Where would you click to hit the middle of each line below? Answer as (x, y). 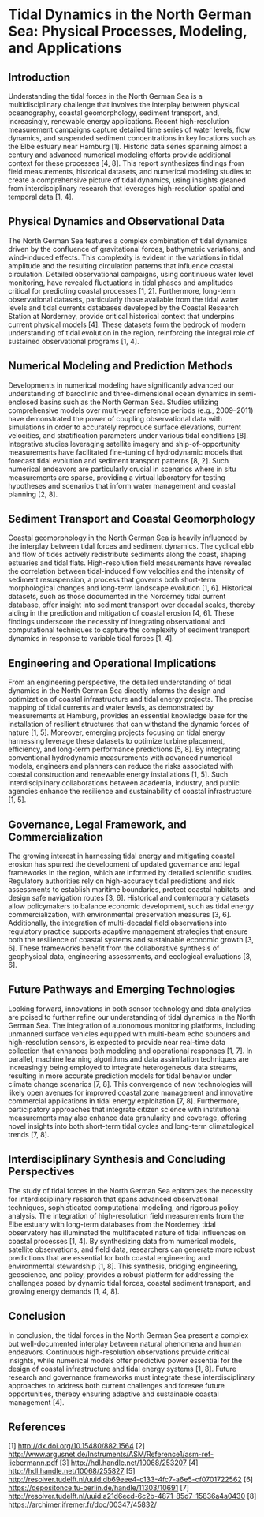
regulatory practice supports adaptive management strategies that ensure (128, 931)
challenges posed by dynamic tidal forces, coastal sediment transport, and (129, 1283)
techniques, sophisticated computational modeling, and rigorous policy (123, 1207)
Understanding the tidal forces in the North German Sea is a (105, 96)
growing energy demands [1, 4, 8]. (64, 1291)
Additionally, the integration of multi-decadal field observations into (117, 923)
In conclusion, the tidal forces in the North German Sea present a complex (128, 1335)
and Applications (65, 48)
